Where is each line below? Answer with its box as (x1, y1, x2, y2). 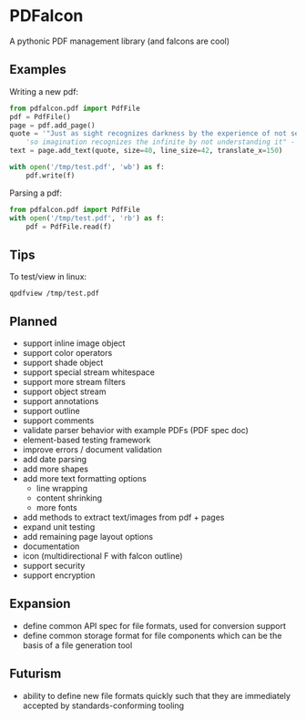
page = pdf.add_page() (9, 120, 96, 130)
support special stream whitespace (22, 367, 155, 378)
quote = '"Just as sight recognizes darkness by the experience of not (9, 129, 287, 138)
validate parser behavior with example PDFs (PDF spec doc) (22, 425, 249, 435)
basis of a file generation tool (22, 639, 133, 651)
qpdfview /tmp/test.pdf (9, 289, 100, 299)
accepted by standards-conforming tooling (22, 700, 185, 711)
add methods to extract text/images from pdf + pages (22, 512, 225, 522)
